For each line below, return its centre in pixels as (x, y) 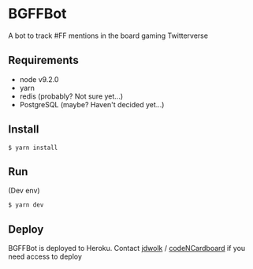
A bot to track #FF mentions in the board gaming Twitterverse (108, 35)
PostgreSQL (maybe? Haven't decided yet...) (92, 104)
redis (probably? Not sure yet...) (71, 96)
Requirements (43, 60)
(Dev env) (24, 191)
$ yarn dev (26, 205)
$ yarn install (33, 148)
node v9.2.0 (39, 79)
